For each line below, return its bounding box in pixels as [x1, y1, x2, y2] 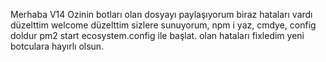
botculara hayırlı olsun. [10, 40, 105, 52]
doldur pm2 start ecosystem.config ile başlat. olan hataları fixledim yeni [10, 30, 305, 41]
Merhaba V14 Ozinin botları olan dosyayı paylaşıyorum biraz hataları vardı [10, 9, 313, 20]
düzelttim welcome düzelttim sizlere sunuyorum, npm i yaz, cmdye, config [10, 19, 317, 31]
